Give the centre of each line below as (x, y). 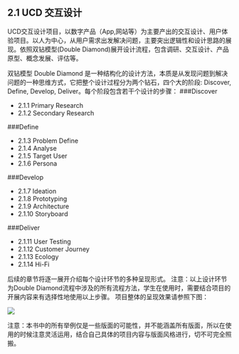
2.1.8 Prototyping (42, 198)
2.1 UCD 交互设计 (45, 13)
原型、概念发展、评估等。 (45, 58)
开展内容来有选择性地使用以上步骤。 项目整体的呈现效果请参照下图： (108, 297)
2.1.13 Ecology (38, 256)
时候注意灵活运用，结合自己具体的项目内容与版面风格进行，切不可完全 (122, 334)
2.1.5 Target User (42, 156)
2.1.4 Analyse (37, 148)
